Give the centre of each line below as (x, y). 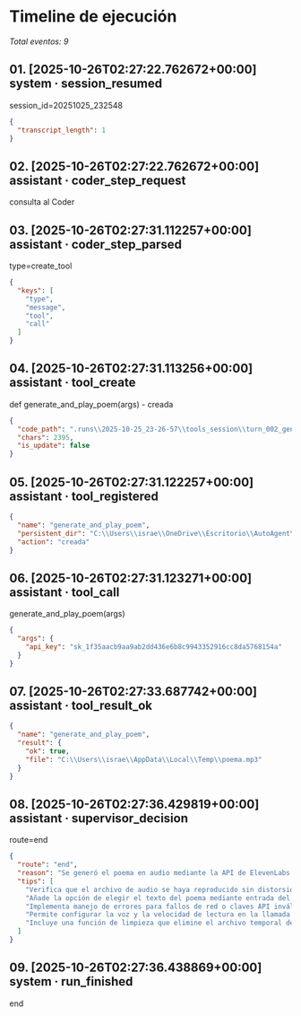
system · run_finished (71, 981)
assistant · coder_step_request (98, 180)
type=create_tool (41, 266)
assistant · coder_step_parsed (95, 244)
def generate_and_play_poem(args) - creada (91, 404)
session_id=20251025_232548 (66, 105)
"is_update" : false (54, 446)
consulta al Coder (42, 202)
